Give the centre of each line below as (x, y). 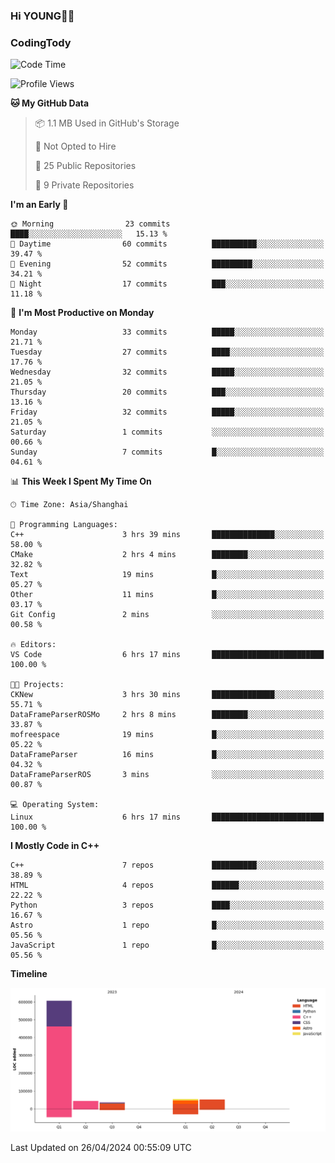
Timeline (29, 974)
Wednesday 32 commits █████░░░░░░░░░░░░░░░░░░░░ (167, 372)
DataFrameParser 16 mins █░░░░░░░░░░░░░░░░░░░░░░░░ (167, 755)
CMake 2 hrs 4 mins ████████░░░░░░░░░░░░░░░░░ (167, 555)
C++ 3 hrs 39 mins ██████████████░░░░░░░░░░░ (167, 535)
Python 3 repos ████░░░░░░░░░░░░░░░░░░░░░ (167, 905)
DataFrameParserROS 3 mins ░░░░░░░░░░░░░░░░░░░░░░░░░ (167, 775)
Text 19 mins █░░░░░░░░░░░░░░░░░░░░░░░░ (167, 575)
